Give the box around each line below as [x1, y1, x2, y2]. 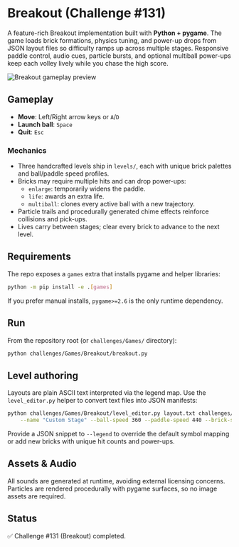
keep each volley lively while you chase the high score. [7, 59, 169, 67]
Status [7, 513, 38, 525]
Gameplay [7, 94, 54, 106]
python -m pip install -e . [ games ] [7, 283, 113, 291]
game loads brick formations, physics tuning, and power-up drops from [7, 36, 217, 44]
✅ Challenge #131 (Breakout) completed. [7, 531, 127, 540]
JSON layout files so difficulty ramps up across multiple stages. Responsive [7, 44, 229, 52]
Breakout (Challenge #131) [7, 5, 166, 21]
